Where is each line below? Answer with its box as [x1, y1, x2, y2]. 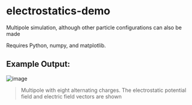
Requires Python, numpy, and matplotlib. [6, 42, 106, 49]
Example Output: [6, 59, 71, 69]
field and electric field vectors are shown [20, 92, 122, 100]
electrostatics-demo [6, 4, 111, 18]
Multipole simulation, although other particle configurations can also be [6, 24, 182, 31]
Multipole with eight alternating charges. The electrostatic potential [20, 87, 187, 94]
